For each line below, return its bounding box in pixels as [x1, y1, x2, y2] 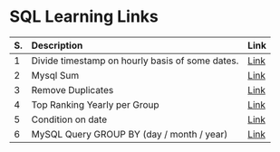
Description [31, 39, 83, 52]
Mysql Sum [31, 69, 80, 81]
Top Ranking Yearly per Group [31, 98, 160, 110]
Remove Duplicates [31, 83, 114, 96]
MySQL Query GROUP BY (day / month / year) [31, 128, 228, 140]
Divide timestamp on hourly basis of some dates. [31, 54, 239, 67]
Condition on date [31, 113, 108, 126]
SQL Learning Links [9, 6, 159, 27]
